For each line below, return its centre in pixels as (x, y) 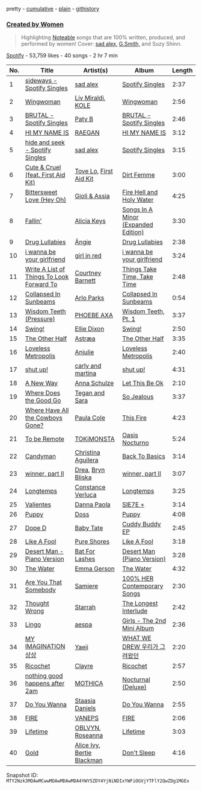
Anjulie (84, 352)
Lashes (85, 559)
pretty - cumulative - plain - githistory (53, 9)
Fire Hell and (140, 193)
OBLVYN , (88, 728)
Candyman (40, 456)
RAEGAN (87, 133)
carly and (88, 366)
